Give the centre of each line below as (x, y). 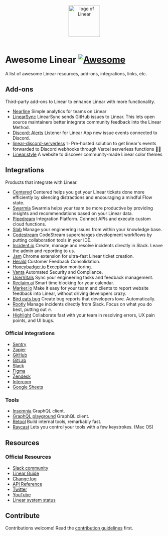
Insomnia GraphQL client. (39, 411)
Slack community (30, 468)
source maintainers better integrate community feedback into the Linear (87, 122)
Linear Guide (26, 473)
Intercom (22, 381)
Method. (21, 127)
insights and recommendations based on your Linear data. (73, 213)
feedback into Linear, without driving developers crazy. (69, 293)
